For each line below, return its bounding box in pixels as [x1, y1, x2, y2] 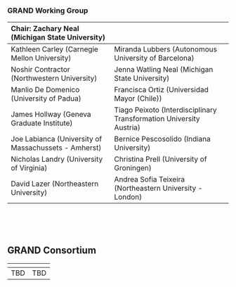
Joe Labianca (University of [11, 134, 103, 144]
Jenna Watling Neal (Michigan [114, 65, 214, 75]
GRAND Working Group [7, 6, 88, 15]
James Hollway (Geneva [11, 110, 91, 120]
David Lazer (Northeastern [11, 179, 99, 189]
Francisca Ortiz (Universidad [114, 85, 209, 95]
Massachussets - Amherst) [11, 143, 102, 153]
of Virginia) [11, 163, 48, 173]
